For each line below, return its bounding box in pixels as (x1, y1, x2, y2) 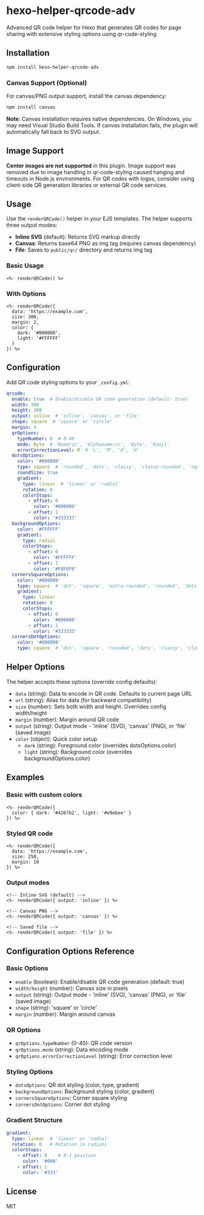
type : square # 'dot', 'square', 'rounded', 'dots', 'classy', (17, 645, 183, 652)
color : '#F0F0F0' (33, 566, 78, 572)
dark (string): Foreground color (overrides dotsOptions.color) (24, 741, 177, 749)
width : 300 (12, 401, 39, 408)
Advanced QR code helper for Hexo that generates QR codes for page (6, 24, 182, 31)
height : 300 (12, 407, 42, 414)
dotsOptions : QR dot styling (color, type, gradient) (15, 1082, 140, 1089)
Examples (6, 772, 44, 783)
